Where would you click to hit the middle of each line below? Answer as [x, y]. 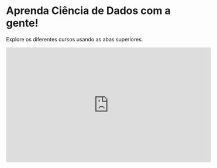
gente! [22, 23]
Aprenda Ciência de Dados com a [88, 11]
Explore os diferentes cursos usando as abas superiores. [75, 39]
